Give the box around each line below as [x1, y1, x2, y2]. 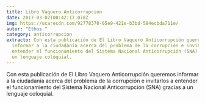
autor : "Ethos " [6, 25, 48, 32]
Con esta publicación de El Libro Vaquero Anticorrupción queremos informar [6, 70, 199, 78]
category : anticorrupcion [6, 32, 72, 38]
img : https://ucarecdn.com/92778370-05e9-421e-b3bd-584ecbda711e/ [6, 20, 179, 26]
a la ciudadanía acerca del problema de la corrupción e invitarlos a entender [6, 77, 198, 84]
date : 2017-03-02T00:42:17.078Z [6, 15, 88, 21]
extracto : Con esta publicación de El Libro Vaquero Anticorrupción [6, 37, 184, 43]
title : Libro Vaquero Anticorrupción [6, 8, 103, 15]
